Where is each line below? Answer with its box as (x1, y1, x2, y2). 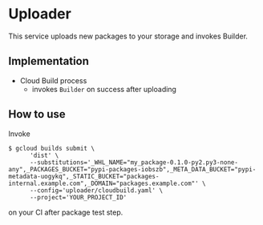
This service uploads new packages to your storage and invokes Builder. (8, 31, 249, 41)
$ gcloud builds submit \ (8, 144, 95, 152)
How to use (8, 107, 66, 121)
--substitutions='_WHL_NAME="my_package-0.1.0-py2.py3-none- (29, 158, 239, 167)
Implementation (8, 54, 90, 68)
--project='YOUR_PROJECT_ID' (29, 193, 127, 201)
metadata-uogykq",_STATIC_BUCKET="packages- (8, 172, 160, 180)
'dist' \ (29, 151, 59, 159)
